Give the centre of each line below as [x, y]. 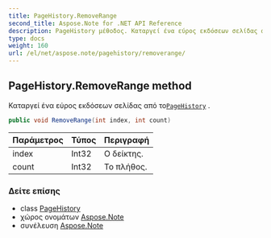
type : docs [27, 38]
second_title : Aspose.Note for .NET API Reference [95, 23]
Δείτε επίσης [34, 190]
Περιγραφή [127, 140]
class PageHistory [50, 208]
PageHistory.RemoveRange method [100, 86]
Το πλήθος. [125, 166]
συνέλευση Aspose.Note [61, 225]
